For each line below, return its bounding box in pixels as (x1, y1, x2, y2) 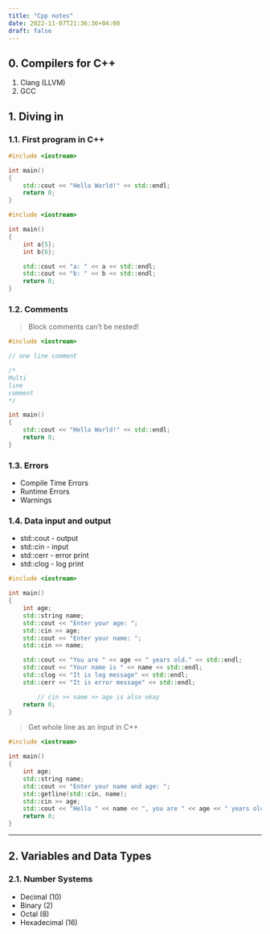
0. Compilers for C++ (8, 56, 117, 70)
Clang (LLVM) (19, 78, 66, 88)
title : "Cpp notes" (8, 11, 74, 20)
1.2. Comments (8, 303, 68, 314)
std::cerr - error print (19, 551, 90, 560)
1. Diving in (8, 109, 64, 123)
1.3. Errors (8, 460, 50, 471)
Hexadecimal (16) (19, 917, 78, 927)
